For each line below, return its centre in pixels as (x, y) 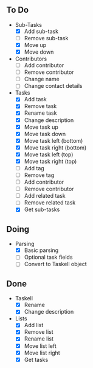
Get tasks (36, 359)
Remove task (40, 106)
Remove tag (39, 175)
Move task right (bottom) (55, 147)
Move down (39, 52)
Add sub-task (41, 31)
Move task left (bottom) (53, 140)
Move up (35, 45)
